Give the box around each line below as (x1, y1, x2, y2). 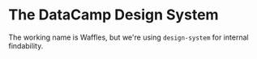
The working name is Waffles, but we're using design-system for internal (8, 32, 249, 42)
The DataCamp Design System (8, 6, 219, 24)
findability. (8, 40, 44, 50)
